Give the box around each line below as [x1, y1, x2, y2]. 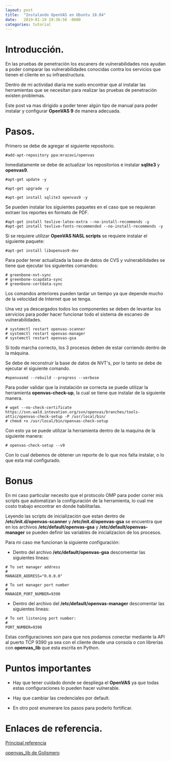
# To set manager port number [5, 583, 70, 588]
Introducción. [5, 44, 64, 55]
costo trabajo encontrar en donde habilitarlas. [5, 503, 102, 509]
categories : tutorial [5, 22, 52, 27]
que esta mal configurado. [5, 457, 61, 464]
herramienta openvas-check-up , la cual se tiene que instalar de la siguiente [5, 390, 166, 396]
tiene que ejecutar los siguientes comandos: [5, 262, 99, 269]
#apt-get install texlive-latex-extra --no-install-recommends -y [5, 219, 150, 224]
